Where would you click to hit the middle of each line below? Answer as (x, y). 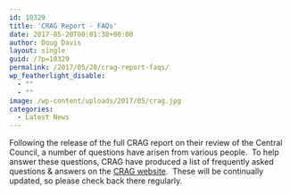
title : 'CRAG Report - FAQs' (63, 26)
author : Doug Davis (46, 42)
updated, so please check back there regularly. (96, 181)
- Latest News (43, 117)
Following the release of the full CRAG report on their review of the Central (146, 143)
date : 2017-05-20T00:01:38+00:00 (71, 34)
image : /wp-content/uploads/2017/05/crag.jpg (95, 101)
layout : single (37, 51)
